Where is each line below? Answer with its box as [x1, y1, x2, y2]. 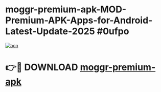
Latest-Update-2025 [5, 26, 96, 37]
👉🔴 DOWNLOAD [5, 62, 78, 73]
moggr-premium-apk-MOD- [5, 4, 127, 15]
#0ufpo [97, 26, 129, 37]
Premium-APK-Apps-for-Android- [5, 14, 153, 26]
